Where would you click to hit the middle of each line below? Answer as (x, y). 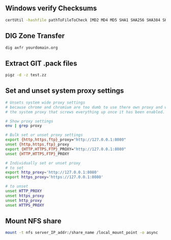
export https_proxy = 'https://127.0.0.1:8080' (54, 177)
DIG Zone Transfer (35, 36)
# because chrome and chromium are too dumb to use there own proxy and (84, 107)
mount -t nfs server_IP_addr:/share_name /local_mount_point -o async (82, 233)
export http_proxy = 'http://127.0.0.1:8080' (52, 173)
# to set (15, 168)
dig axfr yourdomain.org (32, 48)
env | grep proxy (24, 126)
